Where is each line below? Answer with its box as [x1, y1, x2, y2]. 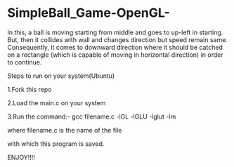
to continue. [7, 58, 42, 66]
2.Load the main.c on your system [7, 98, 106, 107]
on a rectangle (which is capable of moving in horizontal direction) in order [7, 51, 223, 59]
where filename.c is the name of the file [7, 126, 122, 134]
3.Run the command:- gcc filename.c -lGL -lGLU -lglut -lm [7, 112, 176, 121]
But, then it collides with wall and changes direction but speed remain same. [7, 35, 228, 44]
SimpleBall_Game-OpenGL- [7, 5, 171, 21]
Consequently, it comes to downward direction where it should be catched [7, 43, 223, 51]
